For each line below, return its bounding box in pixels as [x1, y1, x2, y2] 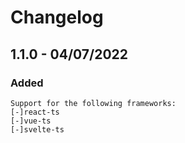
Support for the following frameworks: [10, 98, 177, 108]
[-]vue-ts [10, 116, 52, 126]
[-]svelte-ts [10, 124, 65, 135]
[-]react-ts [10, 107, 60, 117]
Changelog [10, 6, 104, 29]
